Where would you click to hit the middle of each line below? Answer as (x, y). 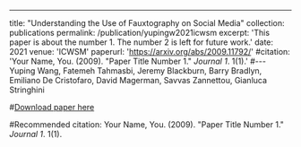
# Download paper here (52, 107)
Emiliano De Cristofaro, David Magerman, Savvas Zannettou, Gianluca (138, 80)
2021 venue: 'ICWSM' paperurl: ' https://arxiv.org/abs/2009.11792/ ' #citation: (150, 52)
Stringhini (27, 90)
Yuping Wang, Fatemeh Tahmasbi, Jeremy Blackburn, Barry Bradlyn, (136, 71)
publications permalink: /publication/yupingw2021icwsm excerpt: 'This (140, 33)
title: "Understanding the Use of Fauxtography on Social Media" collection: (147, 23)
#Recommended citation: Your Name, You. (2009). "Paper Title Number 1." (147, 125)
